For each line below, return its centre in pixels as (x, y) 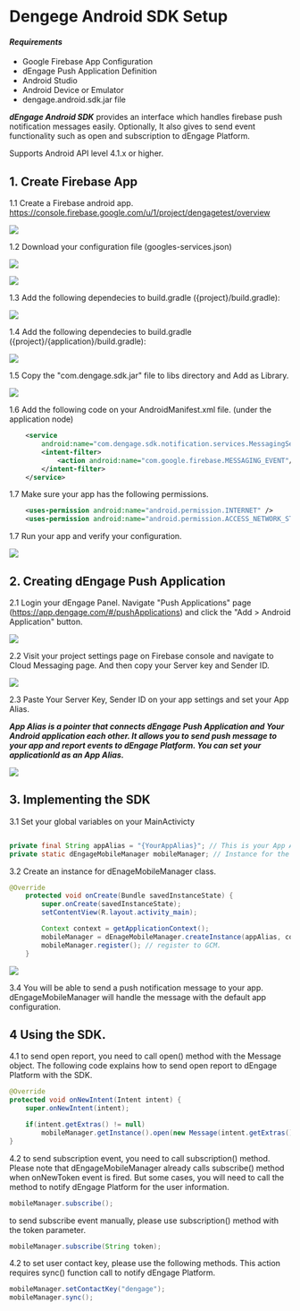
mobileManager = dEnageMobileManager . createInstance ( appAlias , (161, 937)
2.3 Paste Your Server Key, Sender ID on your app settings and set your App (149, 699)
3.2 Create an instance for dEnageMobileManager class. (113, 871)
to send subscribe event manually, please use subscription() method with (144, 1221)
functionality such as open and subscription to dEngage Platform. (129, 136)
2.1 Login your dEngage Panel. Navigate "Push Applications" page (130, 603)
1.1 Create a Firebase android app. (71, 203)
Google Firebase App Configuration (87, 62)
